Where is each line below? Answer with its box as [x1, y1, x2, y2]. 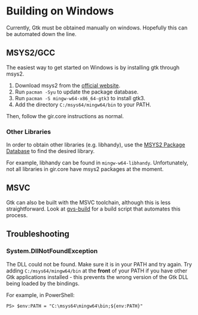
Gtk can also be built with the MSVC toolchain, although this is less [6, 199, 171, 206]
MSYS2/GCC [6, 48, 56, 58]
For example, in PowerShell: [6, 291, 75, 298]
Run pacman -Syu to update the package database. [14, 88, 139, 95]
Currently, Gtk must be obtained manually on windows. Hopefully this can [6, 24, 188, 31]
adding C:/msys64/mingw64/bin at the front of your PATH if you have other [6, 267, 187, 274]
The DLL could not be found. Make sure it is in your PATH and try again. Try [6, 260, 193, 268]
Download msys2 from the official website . [14, 82, 121, 89]
